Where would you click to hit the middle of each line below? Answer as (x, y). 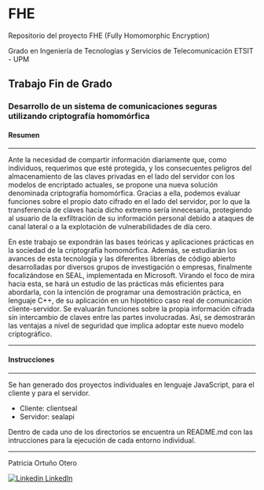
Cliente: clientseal (48, 408)
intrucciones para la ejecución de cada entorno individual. (102, 440)
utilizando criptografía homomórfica (79, 117)
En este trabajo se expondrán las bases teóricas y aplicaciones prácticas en (131, 242)
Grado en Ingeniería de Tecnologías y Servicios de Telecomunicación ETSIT (131, 50)
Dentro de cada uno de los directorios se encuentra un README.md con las (130, 432)
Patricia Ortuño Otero (42, 462)
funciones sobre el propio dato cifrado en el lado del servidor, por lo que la (129, 202)
